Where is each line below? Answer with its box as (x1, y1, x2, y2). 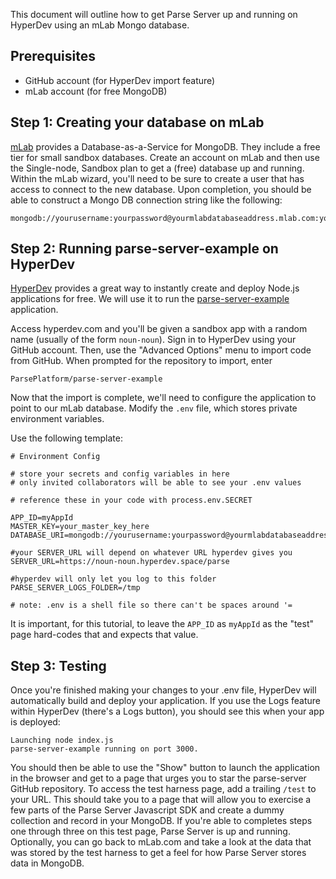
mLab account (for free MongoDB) (24, 85, 168, 97)
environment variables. (10, 413, 105, 425)
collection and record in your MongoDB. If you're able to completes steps (10, 815, 313, 827)
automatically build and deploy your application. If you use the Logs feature (10, 695, 322, 707)
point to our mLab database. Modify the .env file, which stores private (10, 402, 298, 414)
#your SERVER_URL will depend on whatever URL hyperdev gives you (10, 548, 293, 558)
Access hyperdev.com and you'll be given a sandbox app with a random (10, 323, 308, 335)
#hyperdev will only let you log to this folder (10, 574, 217, 584)
